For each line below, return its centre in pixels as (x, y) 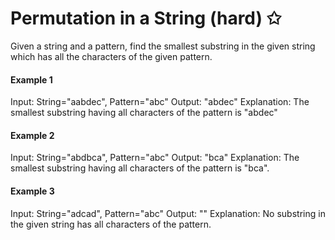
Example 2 (32, 135)
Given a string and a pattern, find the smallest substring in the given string (163, 46)
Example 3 (32, 191)
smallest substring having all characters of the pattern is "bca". (140, 168)
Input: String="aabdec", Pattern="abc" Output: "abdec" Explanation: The (160, 102)
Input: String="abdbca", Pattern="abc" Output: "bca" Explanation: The (155, 158)
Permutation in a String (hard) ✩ (146, 18)
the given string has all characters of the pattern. (111, 224)
